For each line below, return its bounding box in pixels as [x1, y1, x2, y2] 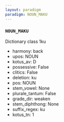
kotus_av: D [12, 58, 36, 65]
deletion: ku [12, 74, 37, 80]
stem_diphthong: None [12, 101, 59, 107]
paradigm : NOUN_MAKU [5, 12, 48, 17]
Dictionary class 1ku [5, 38, 46, 44]
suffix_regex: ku [12, 106, 46, 112]
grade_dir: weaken [12, 96, 51, 102]
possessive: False [12, 64, 49, 70]
